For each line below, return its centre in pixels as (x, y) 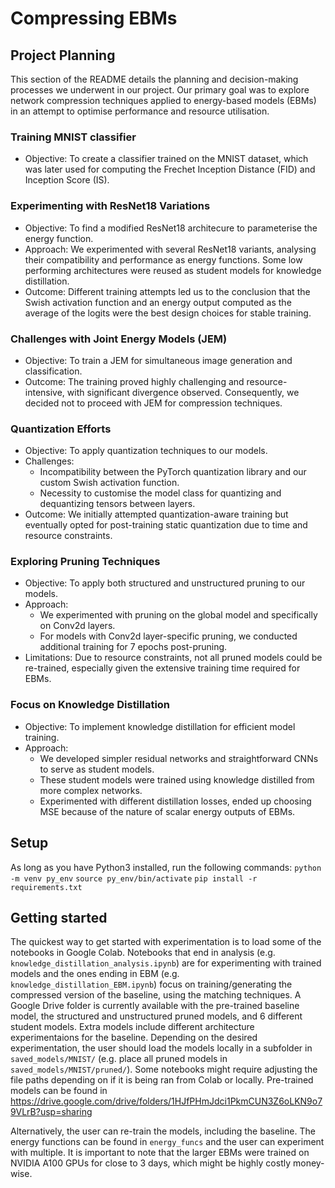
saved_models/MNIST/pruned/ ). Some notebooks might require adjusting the (164, 1069)
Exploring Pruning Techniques (85, 562)
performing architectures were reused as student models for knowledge (173, 270)
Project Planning (63, 55)
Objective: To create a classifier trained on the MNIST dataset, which (166, 159)
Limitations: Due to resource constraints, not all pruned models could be (173, 658)
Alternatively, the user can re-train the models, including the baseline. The (163, 1131)
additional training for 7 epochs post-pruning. (133, 647)
